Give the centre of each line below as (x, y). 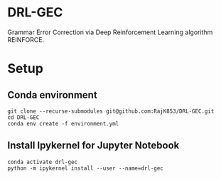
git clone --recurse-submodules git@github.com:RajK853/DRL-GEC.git (111, 111)
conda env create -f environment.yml (63, 123)
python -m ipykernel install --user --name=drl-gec (85, 168)
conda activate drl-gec (43, 162)
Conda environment (52, 94)
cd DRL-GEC (23, 117)
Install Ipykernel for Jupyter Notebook (93, 146)
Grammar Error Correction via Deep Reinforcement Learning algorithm (110, 32)
